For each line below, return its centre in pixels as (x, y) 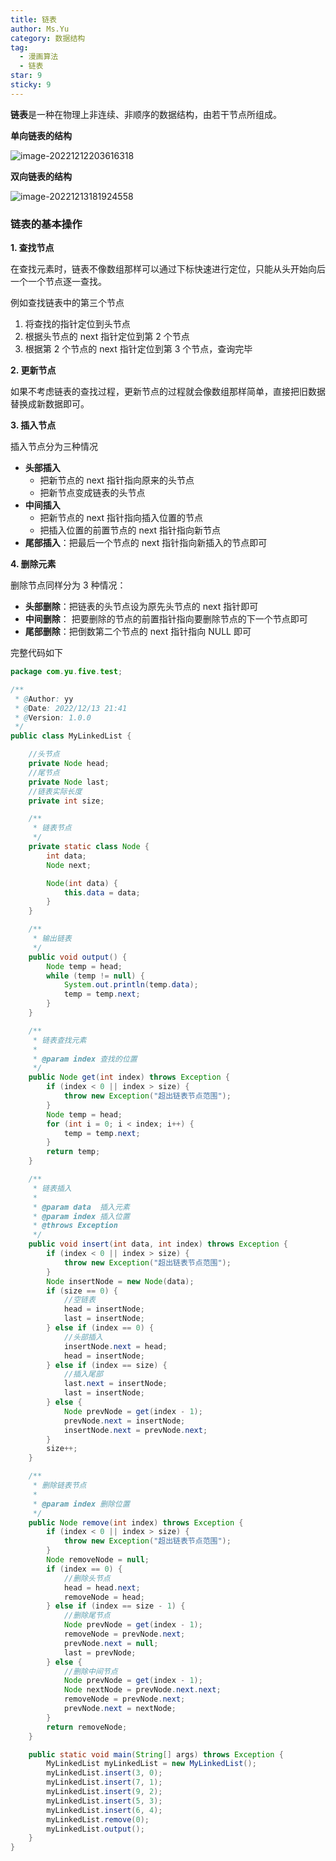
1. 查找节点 (32, 248)
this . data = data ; (102, 892)
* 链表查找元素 (59, 1040)
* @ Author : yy (44, 699)
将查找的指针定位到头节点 (77, 324)
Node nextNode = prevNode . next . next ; (142, 1690)
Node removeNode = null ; (98, 1560)
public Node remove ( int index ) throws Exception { (136, 1522)
